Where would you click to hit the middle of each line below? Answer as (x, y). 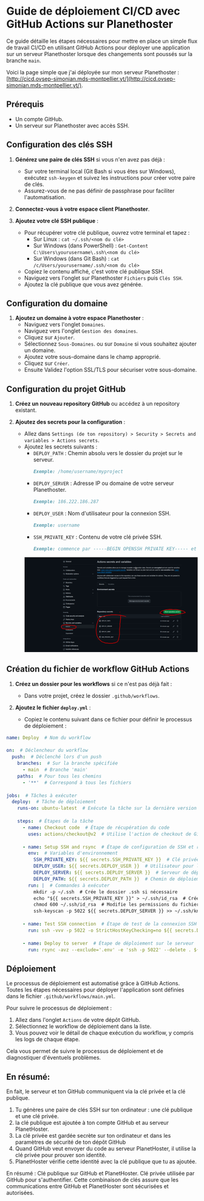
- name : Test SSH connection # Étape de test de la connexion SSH (110, 924)
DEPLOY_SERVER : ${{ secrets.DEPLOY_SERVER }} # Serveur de (111, 873)
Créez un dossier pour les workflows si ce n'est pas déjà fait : (93, 684)
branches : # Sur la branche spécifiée (68, 763)
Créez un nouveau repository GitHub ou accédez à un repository (97, 404)
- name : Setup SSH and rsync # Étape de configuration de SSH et (108, 847)
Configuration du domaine (57, 303)
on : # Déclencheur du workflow (47, 751)
